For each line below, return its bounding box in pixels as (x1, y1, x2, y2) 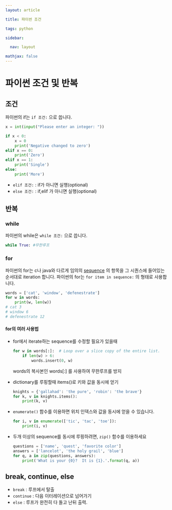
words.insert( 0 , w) (31, 358, 73, 363)
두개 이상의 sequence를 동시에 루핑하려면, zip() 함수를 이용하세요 (12, 434, 147, 440)
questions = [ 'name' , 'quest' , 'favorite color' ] (12, 444, 122, 449)
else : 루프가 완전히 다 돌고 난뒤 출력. (12, 499, 88, 505)
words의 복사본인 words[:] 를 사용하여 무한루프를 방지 (12, 368, 122, 374)
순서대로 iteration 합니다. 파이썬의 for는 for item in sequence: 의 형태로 (5, 273, 154, 280)
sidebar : (5, 35, 24, 41)
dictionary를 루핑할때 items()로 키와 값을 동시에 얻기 (12, 379, 119, 385)
